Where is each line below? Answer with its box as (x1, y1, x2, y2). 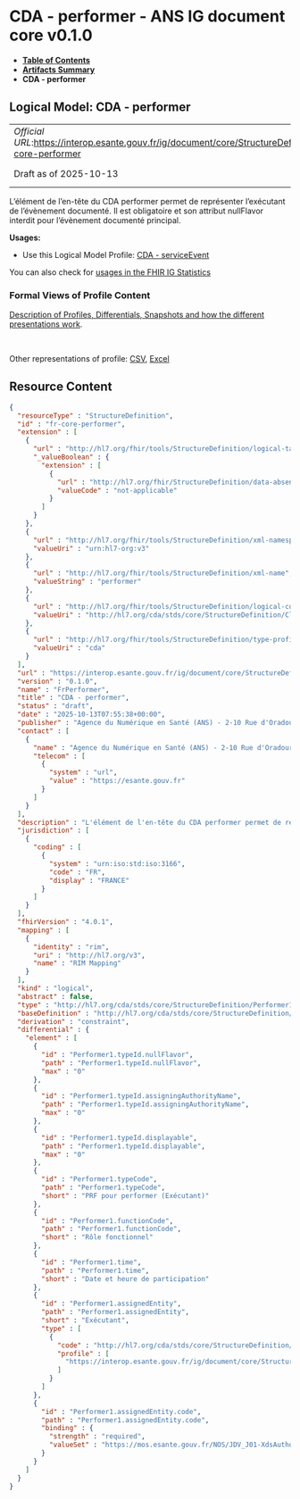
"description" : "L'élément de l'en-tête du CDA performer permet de (17, 818, 281, 827)
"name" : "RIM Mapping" (32, 959, 122, 968)
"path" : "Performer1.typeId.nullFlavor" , (41, 1058, 202, 1068)
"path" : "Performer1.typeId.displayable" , (41, 1141, 205, 1151)
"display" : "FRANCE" (48, 876, 129, 885)
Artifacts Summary (21, 64, 96, 75)
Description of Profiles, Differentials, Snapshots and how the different (9, 310, 265, 321)
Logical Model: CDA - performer (9, 100, 191, 115)
